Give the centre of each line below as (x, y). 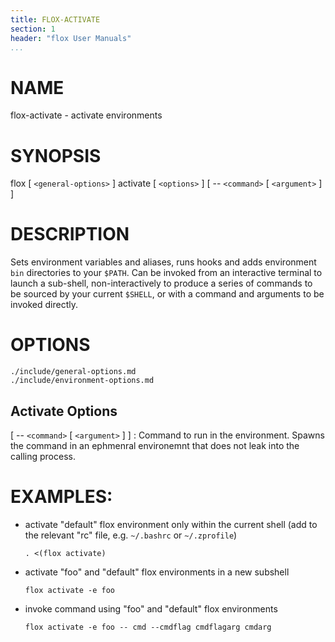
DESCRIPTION (70, 234)
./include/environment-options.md (82, 381)
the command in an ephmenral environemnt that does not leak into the (155, 445)
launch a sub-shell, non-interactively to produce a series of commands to (161, 283)
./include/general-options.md (73, 372)
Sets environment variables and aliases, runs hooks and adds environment (163, 262)
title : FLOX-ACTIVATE (55, 19)
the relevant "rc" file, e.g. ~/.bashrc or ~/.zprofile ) (131, 535)
